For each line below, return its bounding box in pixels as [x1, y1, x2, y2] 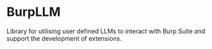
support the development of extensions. [6, 34, 122, 42]
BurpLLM [6, 4, 61, 20]
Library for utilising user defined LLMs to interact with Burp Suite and [6, 27, 206, 35]
